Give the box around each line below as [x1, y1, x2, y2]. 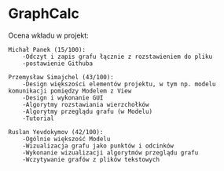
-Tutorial [22, 115, 55, 122]
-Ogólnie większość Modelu [22, 135, 111, 143]
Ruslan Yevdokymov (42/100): [8, 128, 104, 136]
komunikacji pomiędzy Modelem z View [8, 87, 132, 95]
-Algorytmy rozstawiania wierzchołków [22, 100, 149, 108]
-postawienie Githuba [22, 60, 93, 67]
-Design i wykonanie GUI [22, 93, 104, 102]
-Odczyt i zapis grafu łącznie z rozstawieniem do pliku [22, 53, 213, 60]
